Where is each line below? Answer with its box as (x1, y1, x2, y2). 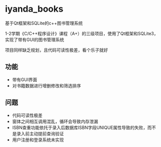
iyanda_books (5, 3, 64, 15)
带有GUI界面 (12, 77, 38, 83)
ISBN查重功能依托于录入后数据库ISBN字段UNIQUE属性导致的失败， (12, 125, 148, 130)
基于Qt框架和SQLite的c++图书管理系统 (5, 20, 83, 26)
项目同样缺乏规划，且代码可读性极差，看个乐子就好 (5, 47, 108, 53)
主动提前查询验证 (29, 130, 64, 136)
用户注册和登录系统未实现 (12, 137, 64, 143)
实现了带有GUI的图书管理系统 (5, 37, 65, 42)
